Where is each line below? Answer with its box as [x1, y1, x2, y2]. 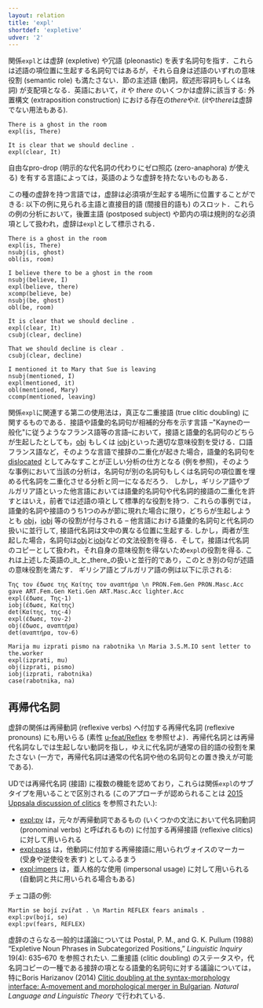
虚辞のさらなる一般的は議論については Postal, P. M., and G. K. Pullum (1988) [8, 935, 254, 944]
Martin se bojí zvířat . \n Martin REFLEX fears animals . [8, 907, 206, 914]
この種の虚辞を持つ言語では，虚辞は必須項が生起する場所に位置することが [8, 189, 249, 199]
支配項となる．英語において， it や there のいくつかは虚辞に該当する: [26, 86, 247, 95]
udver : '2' [8, 33, 44, 42]
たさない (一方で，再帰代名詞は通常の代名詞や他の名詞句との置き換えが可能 [8, 752, 254, 762]
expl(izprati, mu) [8, 657, 68, 664]
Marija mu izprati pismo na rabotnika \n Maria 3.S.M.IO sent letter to [8, 642, 251, 651]
